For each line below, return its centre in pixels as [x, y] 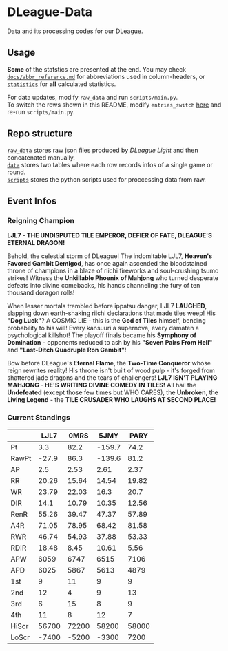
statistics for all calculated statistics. [62, 84]
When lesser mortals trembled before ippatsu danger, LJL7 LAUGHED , [107, 306]
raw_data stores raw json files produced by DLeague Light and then [103, 150]
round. [17, 172]
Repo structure [40, 134]
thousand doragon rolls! [41, 292]
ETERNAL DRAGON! [36, 243]
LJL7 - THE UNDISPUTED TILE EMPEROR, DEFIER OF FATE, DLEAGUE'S [110, 235]
